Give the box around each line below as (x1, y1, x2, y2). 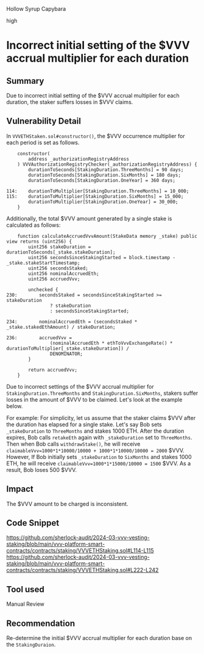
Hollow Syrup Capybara (6, 6, 66, 12)
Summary (6, 76, 44, 86)
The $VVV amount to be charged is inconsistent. (6, 500, 128, 507)
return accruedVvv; (28, 367, 78, 373)
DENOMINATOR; (49, 351, 83, 357)
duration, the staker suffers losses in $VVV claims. (6, 98, 133, 106)
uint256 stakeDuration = (28, 244, 91, 250)
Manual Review (6, 600, 44, 608)
